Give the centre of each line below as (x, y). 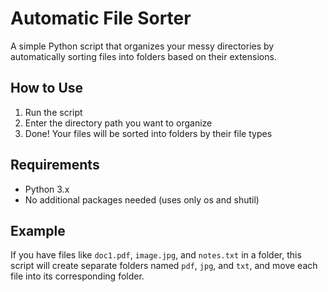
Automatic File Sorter (101, 18)
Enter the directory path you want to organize (118, 123)
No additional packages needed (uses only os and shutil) (142, 199)
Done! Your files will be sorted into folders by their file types (148, 133)
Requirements (55, 165)
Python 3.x (47, 189)
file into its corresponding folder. (77, 276)
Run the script (53, 112)
